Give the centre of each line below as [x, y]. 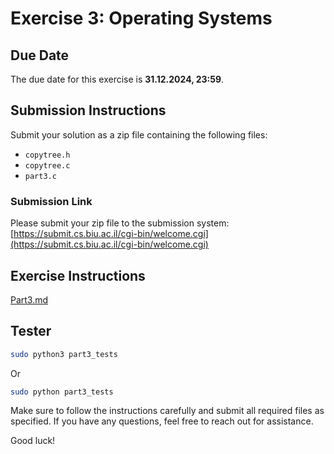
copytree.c [47, 165]
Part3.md [29, 299]
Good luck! [33, 441]
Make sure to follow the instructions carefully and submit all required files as [167, 411]
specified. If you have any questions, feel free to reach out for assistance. [162, 421]
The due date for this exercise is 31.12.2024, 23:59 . [117, 79]
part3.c [40, 176]
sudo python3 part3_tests [64, 354]
